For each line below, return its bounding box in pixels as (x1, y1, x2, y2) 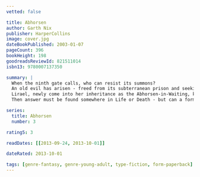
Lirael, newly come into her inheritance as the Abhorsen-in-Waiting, (11, 91, 190, 97)
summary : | (6, 74, 33, 80)
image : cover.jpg (6, 36, 49, 42)
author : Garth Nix (6, 25, 52, 31)
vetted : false (6, 8, 42, 15)
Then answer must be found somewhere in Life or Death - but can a (11, 97, 183, 103)
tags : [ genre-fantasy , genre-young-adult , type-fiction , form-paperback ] (6, 162, 193, 167)
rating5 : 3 (6, 129, 33, 135)
